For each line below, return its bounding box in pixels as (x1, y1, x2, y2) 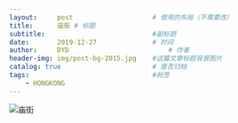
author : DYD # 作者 (9, 46, 190, 55)
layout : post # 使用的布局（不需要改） (9, 12, 234, 22)
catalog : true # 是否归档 (9, 63, 187, 72)
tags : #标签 (9, 71, 171, 80)
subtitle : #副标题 (9, 29, 177, 38)
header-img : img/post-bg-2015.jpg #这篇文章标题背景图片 (9, 54, 223, 63)
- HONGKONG (25, 79, 66, 88)
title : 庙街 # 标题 (9, 21, 96, 30)
